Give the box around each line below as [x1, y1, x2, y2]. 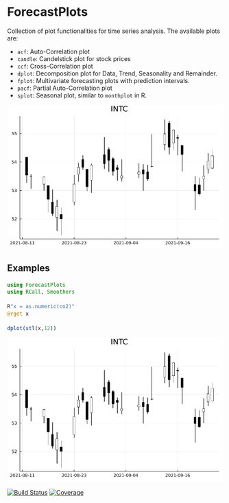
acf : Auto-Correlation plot [16, 47, 91, 56]
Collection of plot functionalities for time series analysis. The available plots [7, 27, 221, 35]
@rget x [7, 310, 29, 318]
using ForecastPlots [7, 281, 67, 288]
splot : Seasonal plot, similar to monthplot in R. [16, 91, 147, 100]
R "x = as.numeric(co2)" [7, 303, 75, 310]
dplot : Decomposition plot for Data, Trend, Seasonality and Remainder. [16, 69, 217, 78]
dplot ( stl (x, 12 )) [7, 325, 57, 331]
